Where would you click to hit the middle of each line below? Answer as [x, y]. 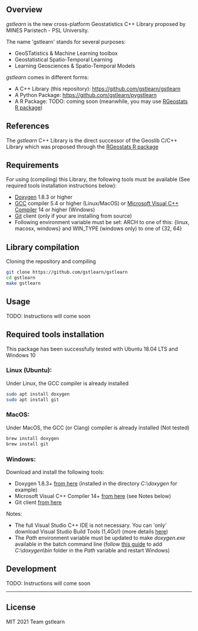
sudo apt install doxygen [38, 394]
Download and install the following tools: [55, 472]
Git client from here [38, 502]
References [28, 126]
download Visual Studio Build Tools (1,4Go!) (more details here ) [91, 531]
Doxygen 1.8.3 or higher [43, 197]
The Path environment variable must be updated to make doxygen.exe [100, 538]
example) [26, 490]
